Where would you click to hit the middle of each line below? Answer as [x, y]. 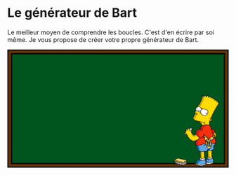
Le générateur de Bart [72, 13]
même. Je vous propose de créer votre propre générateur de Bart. [103, 39]
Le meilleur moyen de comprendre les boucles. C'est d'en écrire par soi [111, 32]
